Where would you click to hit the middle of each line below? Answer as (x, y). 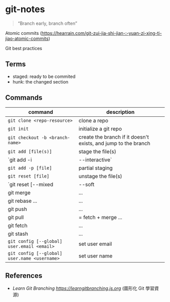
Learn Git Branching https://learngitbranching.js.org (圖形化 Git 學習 (83, 288)
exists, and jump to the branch (115, 143)
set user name (96, 255)
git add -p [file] (30, 168)
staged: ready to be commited (44, 76)
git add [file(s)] (30, 151)
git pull (16, 217)
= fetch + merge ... (100, 217)
